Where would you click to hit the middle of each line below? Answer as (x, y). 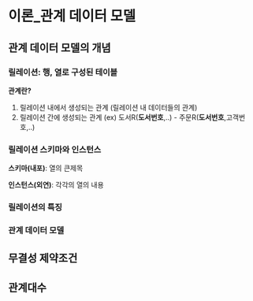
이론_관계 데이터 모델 (72, 16)
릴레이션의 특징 (35, 207)
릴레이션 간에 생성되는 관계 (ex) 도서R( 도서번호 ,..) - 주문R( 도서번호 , (123, 117)
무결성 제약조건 (43, 258)
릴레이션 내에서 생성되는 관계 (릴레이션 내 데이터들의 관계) (108, 107)
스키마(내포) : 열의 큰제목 (46, 168)
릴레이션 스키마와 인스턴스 (55, 149)
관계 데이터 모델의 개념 (60, 48)
